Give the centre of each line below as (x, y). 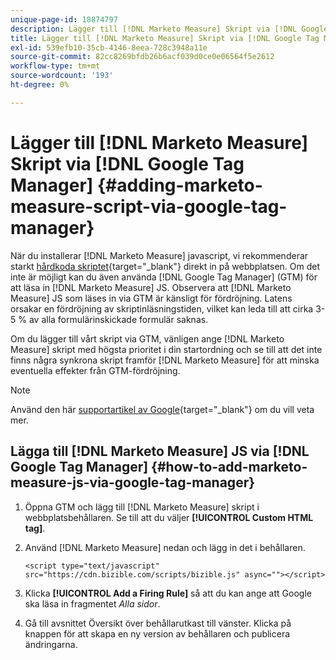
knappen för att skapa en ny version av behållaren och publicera (157, 633)
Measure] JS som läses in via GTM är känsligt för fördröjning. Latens (151, 298)
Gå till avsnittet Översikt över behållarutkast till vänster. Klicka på (158, 623)
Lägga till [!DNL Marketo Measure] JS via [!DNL (160, 451)
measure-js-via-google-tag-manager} (133, 482)
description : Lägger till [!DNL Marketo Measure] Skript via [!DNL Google (169, 29)
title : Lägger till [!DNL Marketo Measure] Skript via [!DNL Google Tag (165, 38)
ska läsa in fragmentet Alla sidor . (92, 603)
